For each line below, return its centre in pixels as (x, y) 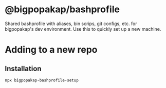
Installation (23, 68)
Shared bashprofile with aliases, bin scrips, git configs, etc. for (71, 24)
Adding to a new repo (51, 50)
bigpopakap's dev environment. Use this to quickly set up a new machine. (83, 29)
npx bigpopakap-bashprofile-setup (42, 80)
